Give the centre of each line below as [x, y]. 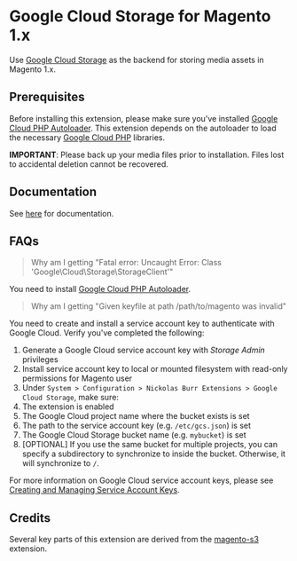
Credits [30, 518]
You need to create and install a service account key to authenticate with [142, 324]
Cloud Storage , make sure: [70, 398]
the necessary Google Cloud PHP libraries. [87, 137]
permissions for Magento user [77, 378]
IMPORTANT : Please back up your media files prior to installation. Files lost [147, 154]
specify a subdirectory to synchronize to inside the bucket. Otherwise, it [154, 454]
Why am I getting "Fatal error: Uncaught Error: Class [126, 263]
